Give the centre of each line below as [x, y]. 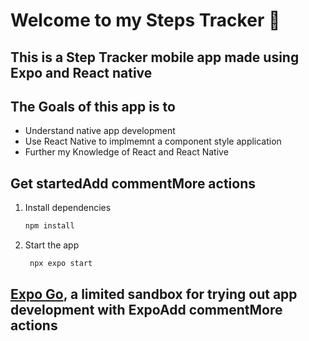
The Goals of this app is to [93, 106]
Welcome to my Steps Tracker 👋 [145, 20]
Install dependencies [68, 208]
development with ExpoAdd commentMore [146, 310]
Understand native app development [100, 131]
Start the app [52, 245]
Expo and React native [81, 72]
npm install [49, 226]
